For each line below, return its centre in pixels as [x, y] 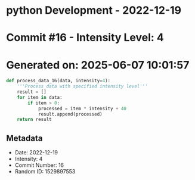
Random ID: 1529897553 [45, 172]
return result [34, 120]
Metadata [24, 138]
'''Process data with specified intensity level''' [82, 86]
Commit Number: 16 [39, 165]
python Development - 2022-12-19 [94, 10]
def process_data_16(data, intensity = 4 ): [58, 81]
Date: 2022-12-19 [36, 153]
